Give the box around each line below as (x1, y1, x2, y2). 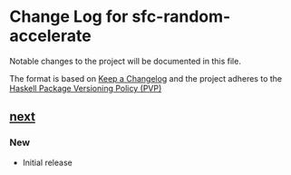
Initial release (22, 157, 73, 168)
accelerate (9, 25, 92, 46)
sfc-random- (131, 6, 231, 27)
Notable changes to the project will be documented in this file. (9, 55, 242, 66)
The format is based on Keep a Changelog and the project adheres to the (9, 73, 283, 83)
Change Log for (9, 6, 129, 27)
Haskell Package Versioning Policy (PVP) (9, 83, 162, 93)
